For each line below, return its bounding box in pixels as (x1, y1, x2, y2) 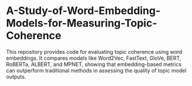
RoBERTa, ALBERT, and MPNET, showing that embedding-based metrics (6, 60, 182, 68)
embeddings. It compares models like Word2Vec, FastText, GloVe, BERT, (6, 54, 181, 61)
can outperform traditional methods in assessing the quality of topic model (6, 67, 187, 74)
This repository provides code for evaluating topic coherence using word (6, 48, 183, 55)
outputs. (6, 73, 26, 80)
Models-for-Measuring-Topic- (6, 16, 157, 30)
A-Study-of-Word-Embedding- (6, 4, 161, 18)
